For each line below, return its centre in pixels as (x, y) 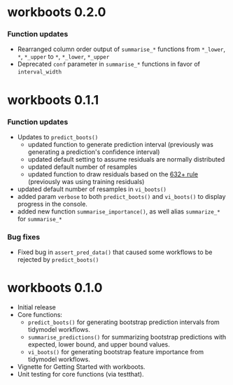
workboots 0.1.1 (53, 100)
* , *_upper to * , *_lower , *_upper (63, 57)
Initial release (36, 307)
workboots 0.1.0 (55, 288)
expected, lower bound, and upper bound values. (99, 344)
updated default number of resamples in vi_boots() (92, 189)
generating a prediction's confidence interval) (94, 152)
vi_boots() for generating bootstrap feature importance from (116, 352)
